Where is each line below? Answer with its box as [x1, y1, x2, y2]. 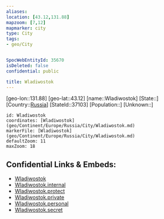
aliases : [6, 8, 28, 15]
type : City [6, 31, 33, 36]
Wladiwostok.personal [14, 200, 69, 207]
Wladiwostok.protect [14, 188, 65, 195]
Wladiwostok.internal [14, 181, 66, 188]
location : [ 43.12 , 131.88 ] [6, 14, 69, 20]
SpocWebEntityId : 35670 [6, 57, 65, 63]
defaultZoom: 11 [6, 138, 46, 144]
